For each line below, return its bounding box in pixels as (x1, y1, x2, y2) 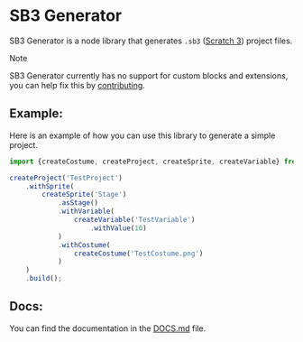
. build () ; (25, 274, 63, 283)
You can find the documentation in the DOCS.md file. (9, 322, 207, 334)
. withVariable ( (57, 207, 115, 217)
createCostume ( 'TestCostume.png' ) (73, 249, 204, 258)
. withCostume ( (57, 240, 111, 249)
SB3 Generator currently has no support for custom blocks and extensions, (9, 69, 289, 81)
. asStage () (57, 199, 99, 208)
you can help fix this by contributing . (9, 79, 146, 90)
